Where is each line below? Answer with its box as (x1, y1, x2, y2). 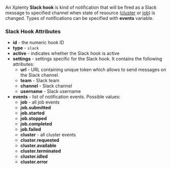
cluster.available (20, 142, 57, 149)
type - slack (12, 45, 39, 51)
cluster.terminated (20, 148, 61, 154)
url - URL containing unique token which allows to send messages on (20, 66, 166, 73)
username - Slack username (20, 88, 81, 94)
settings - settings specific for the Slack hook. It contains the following (12, 56, 162, 62)
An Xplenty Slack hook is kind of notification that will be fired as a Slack (5, 5, 157, 10)
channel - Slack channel (20, 83, 72, 89)
